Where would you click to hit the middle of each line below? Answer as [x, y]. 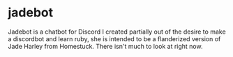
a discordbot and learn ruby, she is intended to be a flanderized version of [114, 38]
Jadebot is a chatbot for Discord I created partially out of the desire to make [117, 32]
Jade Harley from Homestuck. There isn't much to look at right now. [105, 46]
